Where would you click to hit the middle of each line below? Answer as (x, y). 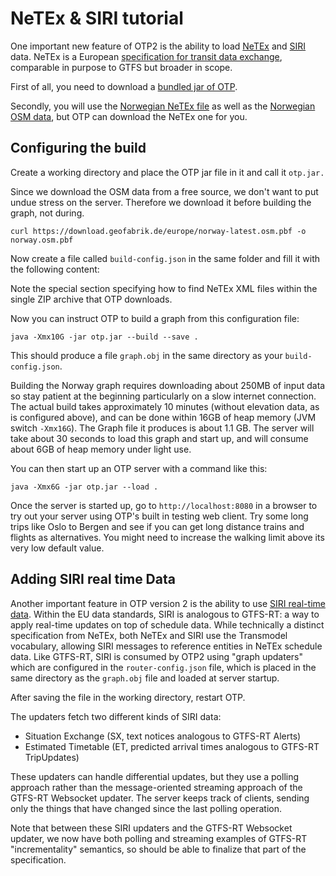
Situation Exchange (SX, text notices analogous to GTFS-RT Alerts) (163, 736)
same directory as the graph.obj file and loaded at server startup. (145, 678)
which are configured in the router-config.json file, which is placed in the (163, 667)
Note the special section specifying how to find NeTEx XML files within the (164, 288)
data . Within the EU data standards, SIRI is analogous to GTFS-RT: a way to (165, 614)
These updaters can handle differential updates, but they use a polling (155, 776)
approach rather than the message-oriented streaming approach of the (156, 787)
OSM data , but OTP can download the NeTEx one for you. (129, 116)
